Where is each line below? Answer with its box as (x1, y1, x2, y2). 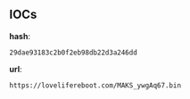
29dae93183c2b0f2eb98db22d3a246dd (9, 48, 138, 57)
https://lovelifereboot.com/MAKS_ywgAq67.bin (9, 80, 181, 90)
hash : (9, 30, 31, 41)
